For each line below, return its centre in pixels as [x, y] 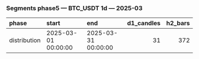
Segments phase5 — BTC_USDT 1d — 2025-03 [74, 8]
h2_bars [178, 23]
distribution [25, 40]
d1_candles [144, 23]
